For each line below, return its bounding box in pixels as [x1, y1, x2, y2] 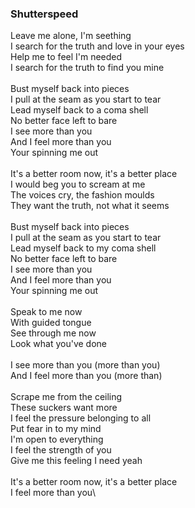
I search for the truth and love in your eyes [10, 40, 185, 52]
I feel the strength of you [10, 444, 112, 456]
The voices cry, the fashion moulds [10, 189, 155, 201]
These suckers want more [10, 402, 118, 414]
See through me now [10, 327, 97, 339]
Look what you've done [10, 338, 107, 350]
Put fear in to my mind [10, 423, 102, 435]
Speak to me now [10, 306, 83, 318]
